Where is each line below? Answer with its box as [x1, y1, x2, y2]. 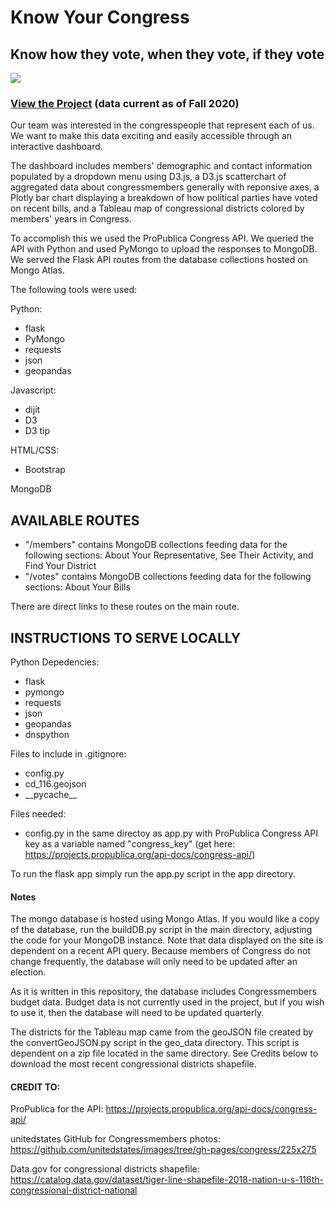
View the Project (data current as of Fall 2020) [10, 96, 240, 110]
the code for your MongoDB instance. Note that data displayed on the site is [10, 934, 323, 946]
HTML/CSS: [10, 444, 60, 456]
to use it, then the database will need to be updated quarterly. [10, 1007, 265, 1019]
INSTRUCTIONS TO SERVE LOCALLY [10, 629, 242, 646]
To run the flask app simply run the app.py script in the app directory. [10, 867, 296, 880]
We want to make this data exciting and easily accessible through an [10, 130, 293, 142]
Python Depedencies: [10, 656, 100, 668]
